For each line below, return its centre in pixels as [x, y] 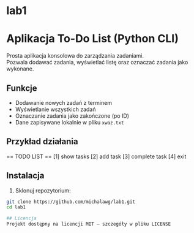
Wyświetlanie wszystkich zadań [55, 109]
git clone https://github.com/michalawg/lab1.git [71, 202]
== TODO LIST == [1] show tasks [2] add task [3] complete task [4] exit [96, 156]
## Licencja [21, 218]
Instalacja [25, 176]
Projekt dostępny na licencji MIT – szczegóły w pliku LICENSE [89, 224]
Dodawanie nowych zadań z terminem [63, 102]
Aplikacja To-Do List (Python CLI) [92, 39]
